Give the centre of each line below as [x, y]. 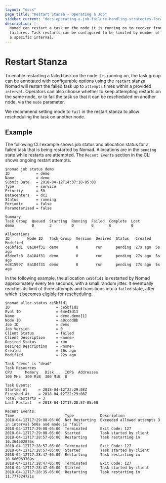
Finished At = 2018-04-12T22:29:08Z [46, 394]
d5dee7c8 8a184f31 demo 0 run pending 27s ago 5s [83, 256]
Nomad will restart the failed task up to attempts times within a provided [78, 86]
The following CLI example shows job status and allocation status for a [77, 144]
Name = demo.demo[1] [46, 316]
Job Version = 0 [34, 329]
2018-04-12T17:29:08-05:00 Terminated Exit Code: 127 [68, 429]
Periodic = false [28, 204]
